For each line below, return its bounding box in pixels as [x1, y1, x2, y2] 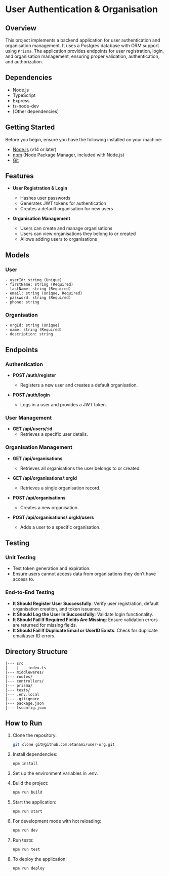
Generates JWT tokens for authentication [20, 200, 106, 206]
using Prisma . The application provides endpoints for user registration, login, [5, 48, 164, 54]
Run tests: [12, 837, 34, 843]
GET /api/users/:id [12, 426, 53, 432]
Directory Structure [5, 648, 68, 656]
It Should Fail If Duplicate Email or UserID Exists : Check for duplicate [12, 627, 158, 633]
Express [12, 97, 30, 103]
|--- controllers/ [5, 678, 44, 683]
